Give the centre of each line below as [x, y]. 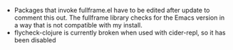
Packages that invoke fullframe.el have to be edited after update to [112, 10]
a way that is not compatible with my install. [78, 25]
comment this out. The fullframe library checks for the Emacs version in [119, 18]
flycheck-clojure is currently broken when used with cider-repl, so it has [120, 32]
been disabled [35, 40]
